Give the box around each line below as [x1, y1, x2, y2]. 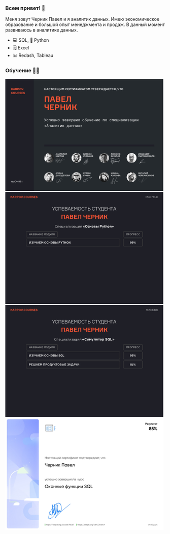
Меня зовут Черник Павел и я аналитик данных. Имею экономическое [5, 16, 160, 22]
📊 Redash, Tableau [12, 52, 54, 59]
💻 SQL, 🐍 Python [12, 37, 49, 43]
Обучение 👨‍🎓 [5, 67, 40, 74]
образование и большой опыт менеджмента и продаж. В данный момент [5, 21, 165, 27]
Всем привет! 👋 [5, 5, 46, 12]
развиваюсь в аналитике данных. [5, 27, 78, 33]
